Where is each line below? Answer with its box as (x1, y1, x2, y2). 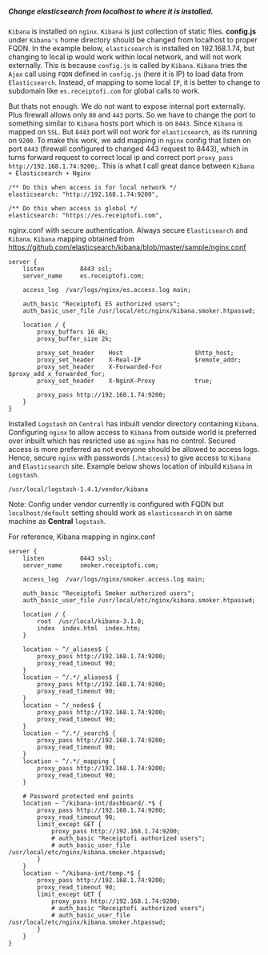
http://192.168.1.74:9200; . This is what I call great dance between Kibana (8, 161, 254, 170)
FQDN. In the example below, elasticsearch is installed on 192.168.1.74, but (8, 43, 255, 53)
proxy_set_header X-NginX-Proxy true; (37, 377, 214, 385)
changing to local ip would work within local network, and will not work (8, 52, 242, 62)
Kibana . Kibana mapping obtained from (8, 234, 134, 243)
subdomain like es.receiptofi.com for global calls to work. (8, 86, 201, 95)
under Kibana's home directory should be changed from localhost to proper (8, 34, 258, 44)
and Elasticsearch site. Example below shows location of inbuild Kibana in (8, 461, 253, 471)
